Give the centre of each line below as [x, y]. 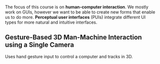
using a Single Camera [39, 45]
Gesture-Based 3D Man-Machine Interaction [73, 37]
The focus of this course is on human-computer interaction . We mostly [77, 7]
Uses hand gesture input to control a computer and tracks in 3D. [69, 56]
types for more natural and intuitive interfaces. [51, 22]
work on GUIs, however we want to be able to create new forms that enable [80, 12]
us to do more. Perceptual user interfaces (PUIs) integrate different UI [75, 17]
